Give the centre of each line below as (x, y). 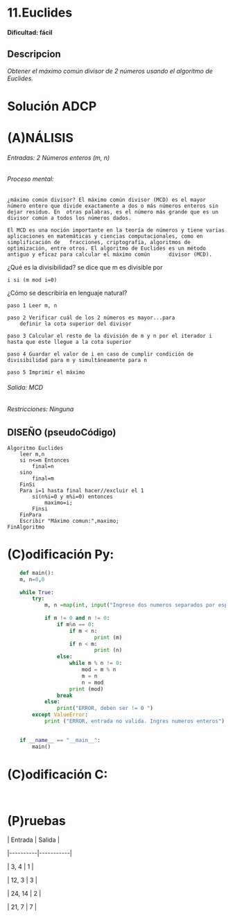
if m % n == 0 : (76, 624)
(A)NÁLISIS (41, 138)
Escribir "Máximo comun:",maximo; (69, 521)
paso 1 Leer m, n (32, 305)
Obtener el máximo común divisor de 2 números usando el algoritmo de (110, 71)
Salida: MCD (25, 388)
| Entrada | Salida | (34, 840)
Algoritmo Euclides (35, 449)
